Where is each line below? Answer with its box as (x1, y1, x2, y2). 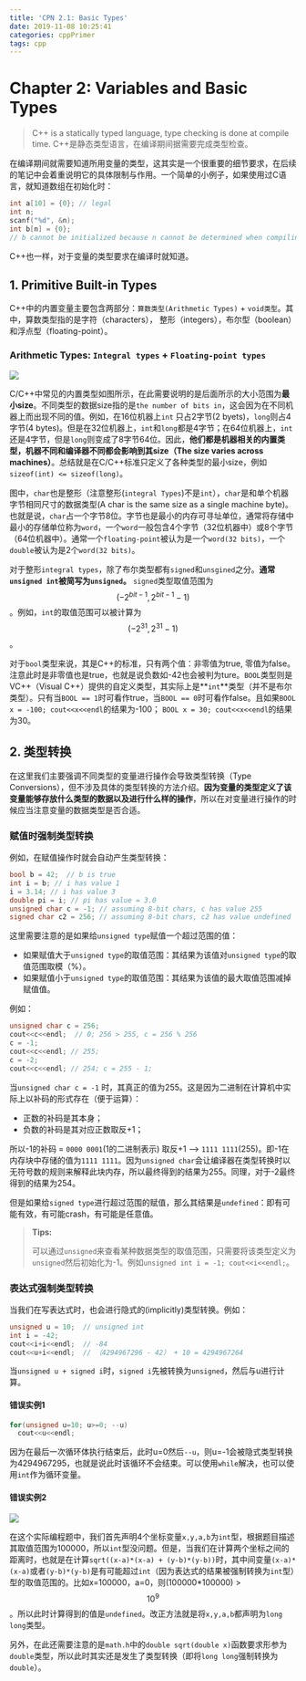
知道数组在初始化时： (33, 181, 114, 192)
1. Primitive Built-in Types (9, 277, 158, 293)
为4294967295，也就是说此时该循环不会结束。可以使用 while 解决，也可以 (9, 1457, 287, 1469)
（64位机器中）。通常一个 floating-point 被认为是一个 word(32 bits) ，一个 (9, 533, 286, 544)
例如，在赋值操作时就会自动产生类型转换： (9, 852, 169, 863)
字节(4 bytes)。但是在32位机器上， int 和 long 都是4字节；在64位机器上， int (9, 422, 293, 433)
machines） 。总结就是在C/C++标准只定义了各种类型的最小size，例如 (9, 456, 268, 467)
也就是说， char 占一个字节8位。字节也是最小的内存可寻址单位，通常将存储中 (9, 510, 294, 521)
